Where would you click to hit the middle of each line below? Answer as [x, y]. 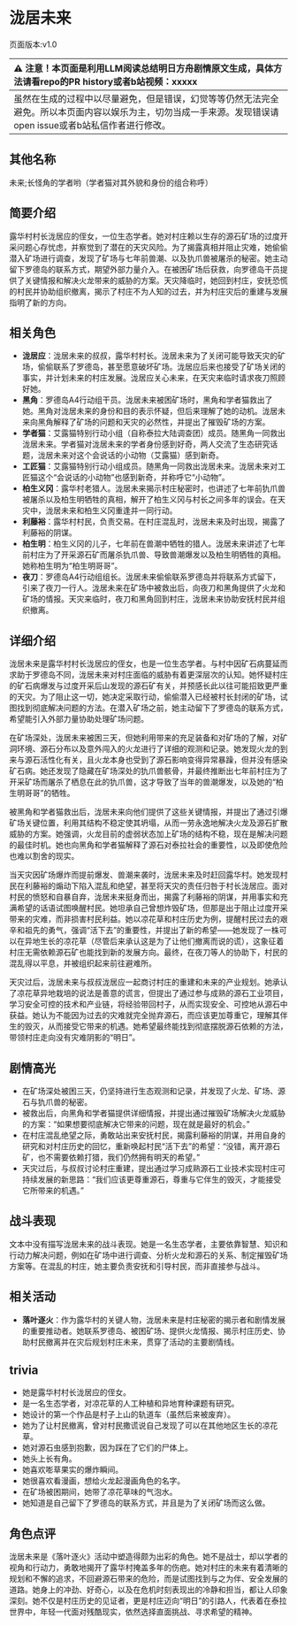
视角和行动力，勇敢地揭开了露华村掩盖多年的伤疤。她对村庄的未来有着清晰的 [148, 1568]
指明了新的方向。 [40, 303]
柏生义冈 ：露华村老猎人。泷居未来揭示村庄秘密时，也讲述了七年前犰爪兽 [153, 488]
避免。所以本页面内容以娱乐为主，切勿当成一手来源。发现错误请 [147, 111]
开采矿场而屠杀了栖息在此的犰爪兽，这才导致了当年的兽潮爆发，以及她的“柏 [147, 782]
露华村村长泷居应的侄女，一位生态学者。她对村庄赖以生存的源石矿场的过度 [145, 236]
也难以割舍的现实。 [44, 856]
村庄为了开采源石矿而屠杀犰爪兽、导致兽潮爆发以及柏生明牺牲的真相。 [157, 555]
